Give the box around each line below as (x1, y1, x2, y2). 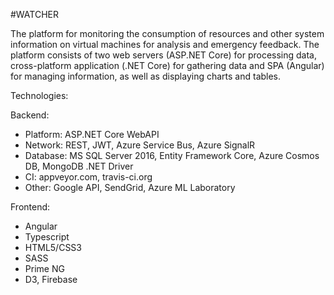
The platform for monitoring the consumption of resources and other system (10, 28, 325, 39)
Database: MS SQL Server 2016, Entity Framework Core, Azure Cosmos (24, 150, 320, 161)
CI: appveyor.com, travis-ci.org (24, 171, 153, 183)
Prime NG (24, 263, 65, 274)
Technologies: (10, 90, 69, 101)
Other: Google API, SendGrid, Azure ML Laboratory (24, 182, 236, 193)
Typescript (24, 231, 70, 243)
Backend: (10, 109, 50, 121)
